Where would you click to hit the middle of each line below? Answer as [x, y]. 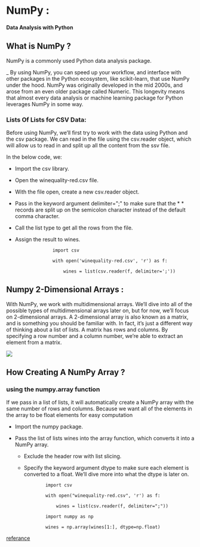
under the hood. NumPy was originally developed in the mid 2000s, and [95, 85]
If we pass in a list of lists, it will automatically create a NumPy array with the [100, 403]
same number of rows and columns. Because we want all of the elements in [99, 409]
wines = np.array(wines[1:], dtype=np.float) [103, 527]
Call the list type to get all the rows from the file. [74, 228]
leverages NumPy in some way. [45, 104]
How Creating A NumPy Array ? [66, 372]
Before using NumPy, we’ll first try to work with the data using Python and [97, 132]
